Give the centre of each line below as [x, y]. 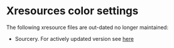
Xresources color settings [72, 11]
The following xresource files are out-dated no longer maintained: [87, 27]
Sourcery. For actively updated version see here [74, 39]
